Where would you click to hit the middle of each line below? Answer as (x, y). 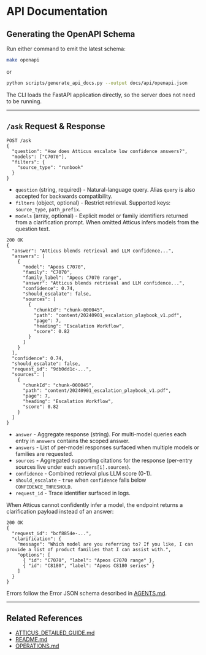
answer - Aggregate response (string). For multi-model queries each (101, 434)
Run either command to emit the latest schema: (66, 49)
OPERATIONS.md (37, 646)
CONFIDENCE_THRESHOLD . (44, 486)
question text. (32, 229)
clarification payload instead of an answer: (60, 511)
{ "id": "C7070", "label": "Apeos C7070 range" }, (89, 560)
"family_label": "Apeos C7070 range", (72, 278)
